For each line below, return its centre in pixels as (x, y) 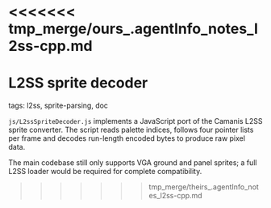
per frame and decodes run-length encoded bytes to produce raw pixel (127, 138)
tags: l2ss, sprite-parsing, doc (58, 106)
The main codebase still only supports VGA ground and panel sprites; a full (133, 163)
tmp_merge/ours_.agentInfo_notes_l (133, 29)
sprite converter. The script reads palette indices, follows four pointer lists (131, 130)
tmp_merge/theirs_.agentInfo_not (204, 187)
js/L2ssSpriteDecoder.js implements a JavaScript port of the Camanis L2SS (135, 121)
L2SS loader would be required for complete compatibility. (105, 172)
